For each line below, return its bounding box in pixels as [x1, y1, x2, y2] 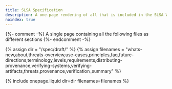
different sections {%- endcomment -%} [5, 36, 91, 42]
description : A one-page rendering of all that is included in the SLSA [5, 12, 164, 17]
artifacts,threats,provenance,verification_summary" [5, 68, 114, 74]
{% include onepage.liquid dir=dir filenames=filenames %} [5, 78, 130, 84]
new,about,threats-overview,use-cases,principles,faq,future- [5, 52, 134, 58]
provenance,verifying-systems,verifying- [5, 62, 92, 69]
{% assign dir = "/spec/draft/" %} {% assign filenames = [5, 47, 124, 53]
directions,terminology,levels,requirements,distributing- [5, 57, 123, 63]
